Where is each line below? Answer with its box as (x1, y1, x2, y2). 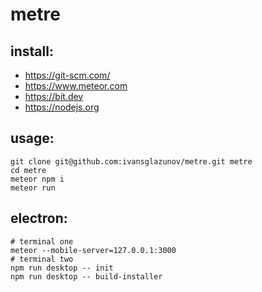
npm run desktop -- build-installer (10, 271, 163, 282)
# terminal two (10, 254, 74, 264)
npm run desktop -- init (10, 263, 114, 273)
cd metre (10, 165, 47, 175)
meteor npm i (10, 174, 65, 184)
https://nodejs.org (24, 101, 100, 113)
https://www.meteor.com (24, 80, 128, 92)
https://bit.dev (24, 91, 84, 102)
